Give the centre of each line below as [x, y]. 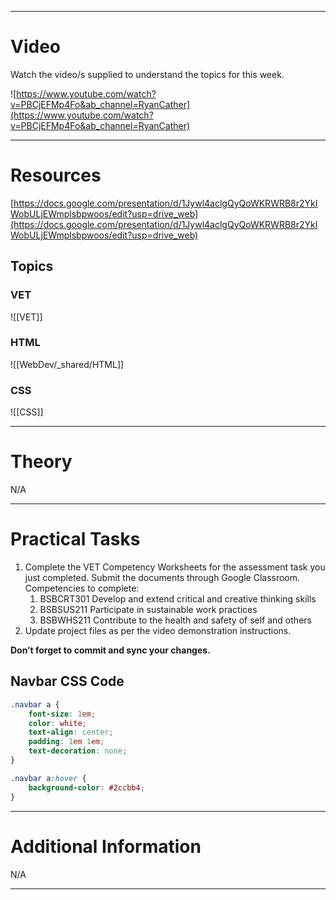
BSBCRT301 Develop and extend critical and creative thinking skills [178, 599]
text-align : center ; [71, 732]
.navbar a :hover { [48, 778]
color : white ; [57, 723]
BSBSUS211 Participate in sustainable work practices [148, 610]
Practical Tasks [75, 539]
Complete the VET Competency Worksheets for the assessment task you [175, 567]
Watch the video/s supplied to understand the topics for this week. [147, 74]
